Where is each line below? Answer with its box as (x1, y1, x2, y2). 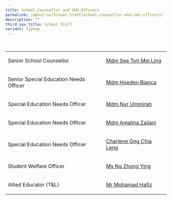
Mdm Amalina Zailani (105, 119, 156, 126)
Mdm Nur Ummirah (105, 101, 152, 108)
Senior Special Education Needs (8, 76, 85, 83)
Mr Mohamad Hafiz (105, 181, 153, 188)
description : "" (5, 17, 40, 22)
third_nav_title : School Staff (5, 21, 72, 27)
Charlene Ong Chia (105, 138, 152, 145)
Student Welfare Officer (8, 163, 65, 170)
